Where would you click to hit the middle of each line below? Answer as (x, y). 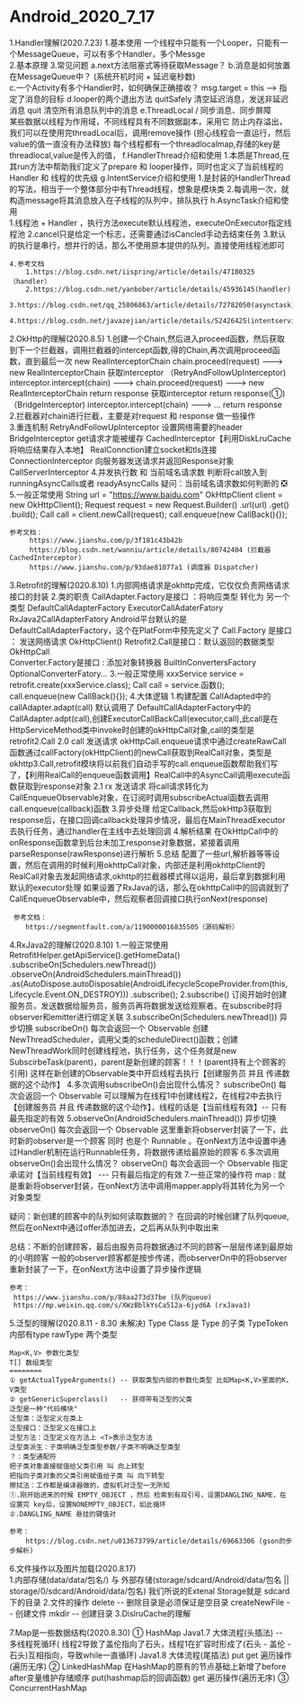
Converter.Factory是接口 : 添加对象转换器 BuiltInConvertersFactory (133, 662)
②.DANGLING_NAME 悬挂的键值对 (63, 1514)
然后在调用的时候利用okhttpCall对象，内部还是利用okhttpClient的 (145, 865)
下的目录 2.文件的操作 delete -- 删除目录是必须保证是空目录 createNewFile (147, 1602)
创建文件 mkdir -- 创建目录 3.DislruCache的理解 (103, 1613)
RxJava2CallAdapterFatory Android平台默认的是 (98, 619)
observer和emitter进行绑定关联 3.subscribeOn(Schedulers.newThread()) (143, 1017)
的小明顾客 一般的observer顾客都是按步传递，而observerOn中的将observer (148, 1257)
